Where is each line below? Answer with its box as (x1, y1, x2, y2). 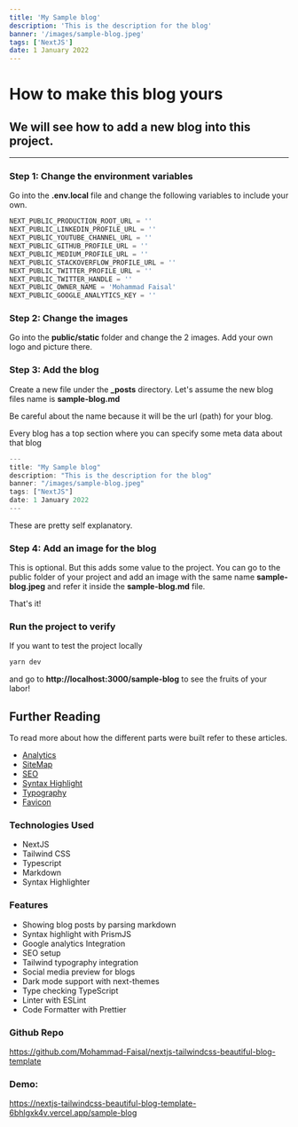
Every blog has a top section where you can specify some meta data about (9, 428, 283, 438)
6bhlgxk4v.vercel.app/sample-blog (9, 1107, 137, 1118)
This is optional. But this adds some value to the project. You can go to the (9, 563, 281, 573)
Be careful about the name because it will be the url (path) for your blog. (9, 410, 273, 422)
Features (9, 899, 49, 911)
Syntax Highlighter (21, 877, 90, 887)
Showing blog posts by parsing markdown (21, 919, 176, 930)
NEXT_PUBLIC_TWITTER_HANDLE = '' (9, 274, 133, 284)
